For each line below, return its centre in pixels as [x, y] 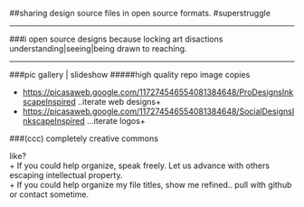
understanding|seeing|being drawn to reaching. [98, 48]
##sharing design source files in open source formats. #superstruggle [140, 13]
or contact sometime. [49, 194]
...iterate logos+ [116, 121]
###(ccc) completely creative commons [84, 138]
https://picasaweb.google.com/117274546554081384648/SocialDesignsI [158, 111]
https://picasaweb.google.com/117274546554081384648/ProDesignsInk [158, 92]
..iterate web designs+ [119, 102]
